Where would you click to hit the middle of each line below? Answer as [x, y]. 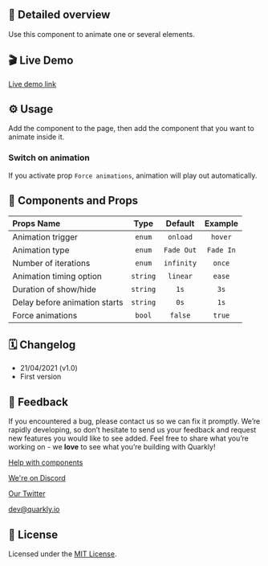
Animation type [41, 250]
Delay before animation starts [68, 302]
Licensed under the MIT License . [63, 554]
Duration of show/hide [54, 289]
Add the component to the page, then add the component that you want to [131, 129]
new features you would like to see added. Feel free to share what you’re [128, 438]
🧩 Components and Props [73, 201]
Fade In [222, 250]
